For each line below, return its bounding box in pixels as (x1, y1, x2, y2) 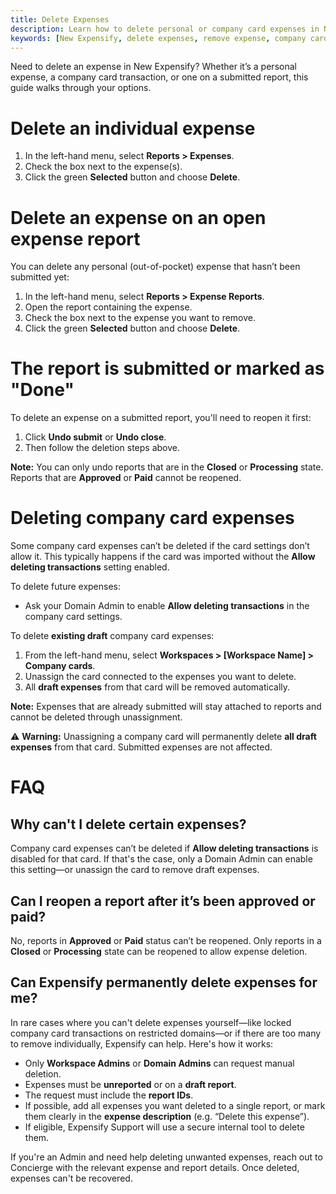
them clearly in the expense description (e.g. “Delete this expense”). (24, 1110, 310, 1122)
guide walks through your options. (10, 82, 152, 94)
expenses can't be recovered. (10, 1172, 133, 1184)
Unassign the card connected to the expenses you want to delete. (24, 671, 297, 683)
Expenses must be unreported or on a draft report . (24, 1078, 237, 1090)
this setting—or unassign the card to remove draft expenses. (10, 864, 260, 876)
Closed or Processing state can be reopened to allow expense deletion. (10, 945, 308, 957)
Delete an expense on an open (10, 206, 267, 229)
